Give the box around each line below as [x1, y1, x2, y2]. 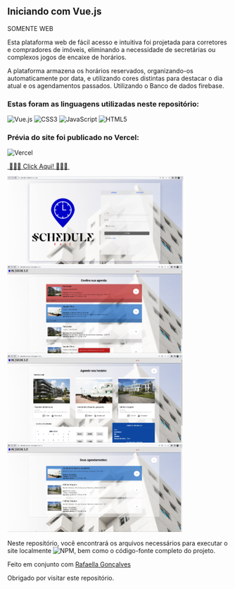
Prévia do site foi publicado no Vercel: [7, 133, 139, 143]
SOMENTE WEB [7, 24, 54, 32]
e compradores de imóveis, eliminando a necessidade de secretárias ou [7, 45, 216, 53]
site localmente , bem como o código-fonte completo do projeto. [7, 547, 216, 555]
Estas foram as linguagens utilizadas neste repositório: [7, 99, 199, 108]
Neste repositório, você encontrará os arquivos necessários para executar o [7, 539, 228, 547]
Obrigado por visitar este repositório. [7, 574, 115, 583]
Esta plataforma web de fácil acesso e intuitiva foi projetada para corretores [7, 38, 227, 46]
